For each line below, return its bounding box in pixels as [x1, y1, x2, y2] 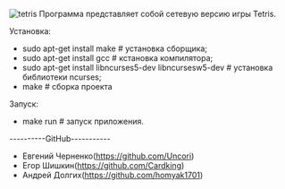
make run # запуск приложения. [21, 116, 145, 126]
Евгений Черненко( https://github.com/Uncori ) [21, 150, 195, 161]
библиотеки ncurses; [21, 72, 102, 82]
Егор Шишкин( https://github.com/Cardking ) [21, 160, 185, 170]
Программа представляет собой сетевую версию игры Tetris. [38, 9, 277, 19]
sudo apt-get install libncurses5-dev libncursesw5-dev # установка [21, 63, 273, 73]
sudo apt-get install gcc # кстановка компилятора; [21, 53, 214, 63]
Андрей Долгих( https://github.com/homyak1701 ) [21, 170, 204, 180]
